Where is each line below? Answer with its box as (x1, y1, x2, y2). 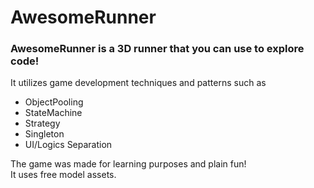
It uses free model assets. (10, 169, 117, 181)
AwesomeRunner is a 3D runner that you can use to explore (10, 42, 305, 56)
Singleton (24, 128, 65, 140)
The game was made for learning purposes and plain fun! (10, 158, 247, 170)
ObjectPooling (24, 96, 84, 108)
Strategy (24, 117, 61, 130)
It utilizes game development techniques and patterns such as (10, 77, 267, 89)
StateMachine (24, 107, 83, 119)
